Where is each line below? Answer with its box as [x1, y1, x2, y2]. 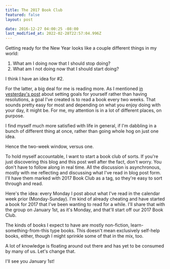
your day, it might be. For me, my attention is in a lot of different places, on [5, 107, 162, 114]
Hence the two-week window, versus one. [5, 144, 94, 150]
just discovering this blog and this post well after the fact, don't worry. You [5, 159, 162, 165]
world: [5, 51, 19, 57]
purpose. [5, 113, 25, 119]
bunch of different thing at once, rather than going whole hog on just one [5, 128, 159, 134]
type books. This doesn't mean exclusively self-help [50, 228, 160, 234]
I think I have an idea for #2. [5, 76, 64, 82]
